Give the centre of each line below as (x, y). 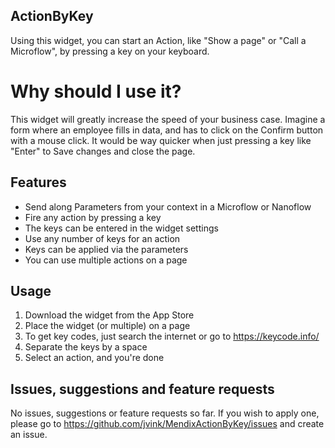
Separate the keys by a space (86, 347)
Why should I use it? (96, 91)
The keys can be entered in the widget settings (121, 228)
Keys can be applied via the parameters (106, 249)
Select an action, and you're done (94, 358)
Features (38, 182)
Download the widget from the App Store (109, 315)
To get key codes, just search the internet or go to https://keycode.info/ (172, 336)
